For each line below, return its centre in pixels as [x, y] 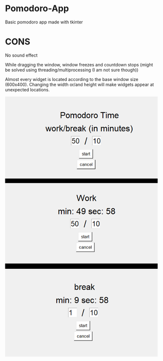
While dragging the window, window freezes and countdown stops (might [79, 64]
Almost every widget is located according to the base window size [72, 79]
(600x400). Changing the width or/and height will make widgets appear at [80, 84]
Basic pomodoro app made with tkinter [44, 22]
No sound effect [21, 55]
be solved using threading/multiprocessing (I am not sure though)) [72, 70]
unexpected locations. [27, 90]
